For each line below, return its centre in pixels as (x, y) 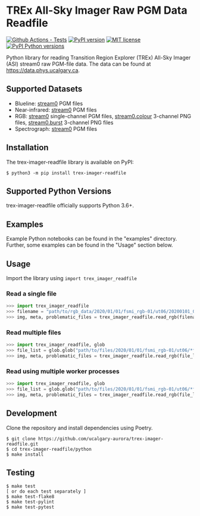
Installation (27, 148)
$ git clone (21, 439)
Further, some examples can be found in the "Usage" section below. (90, 245)
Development (32, 414)
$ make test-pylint (30, 502)
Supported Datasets (44, 89)
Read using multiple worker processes (63, 371)
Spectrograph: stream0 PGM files (56, 128)
